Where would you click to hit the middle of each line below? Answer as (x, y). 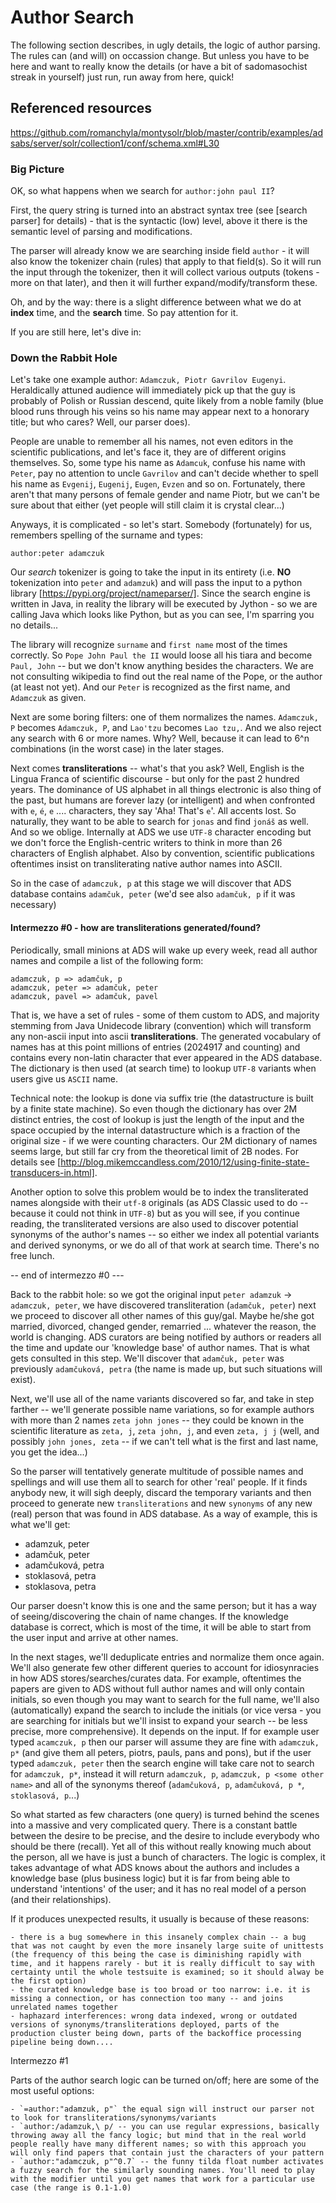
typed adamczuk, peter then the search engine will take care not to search (162, 1763)
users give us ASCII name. (64, 1078)
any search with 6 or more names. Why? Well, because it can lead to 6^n (160, 738)
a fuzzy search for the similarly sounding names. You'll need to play (162, 2170)
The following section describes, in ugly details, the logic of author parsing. (165, 45)
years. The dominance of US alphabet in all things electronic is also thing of (166, 790)
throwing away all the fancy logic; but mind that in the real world (158, 2135)
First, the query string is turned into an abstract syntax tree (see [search (159, 210)
